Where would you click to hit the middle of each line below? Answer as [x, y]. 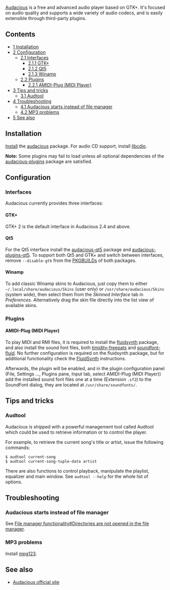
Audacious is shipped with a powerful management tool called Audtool [80, 426]
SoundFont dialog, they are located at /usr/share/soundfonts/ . [71, 385]
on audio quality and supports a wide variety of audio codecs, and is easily [84, 13]
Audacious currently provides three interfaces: [54, 203]
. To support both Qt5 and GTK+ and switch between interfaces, [96, 255]
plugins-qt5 [17, 255]
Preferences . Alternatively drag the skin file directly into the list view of [80, 300]
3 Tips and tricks [30, 90]
